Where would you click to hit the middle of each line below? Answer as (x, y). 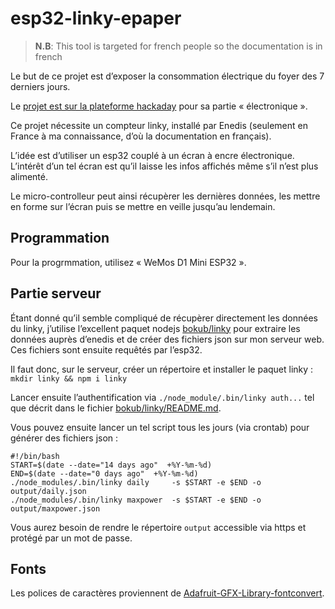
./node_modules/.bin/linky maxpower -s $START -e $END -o (136, 500)
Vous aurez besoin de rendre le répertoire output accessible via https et (158, 527)
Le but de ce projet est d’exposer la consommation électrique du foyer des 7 (167, 76)
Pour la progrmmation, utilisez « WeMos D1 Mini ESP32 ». (128, 262)
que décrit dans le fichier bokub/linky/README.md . (116, 408)
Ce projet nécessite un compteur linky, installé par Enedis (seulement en (159, 125)
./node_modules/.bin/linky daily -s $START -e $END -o (136, 482)
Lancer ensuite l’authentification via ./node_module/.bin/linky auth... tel (162, 397)
